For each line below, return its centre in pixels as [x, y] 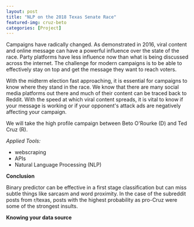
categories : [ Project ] [34, 28]
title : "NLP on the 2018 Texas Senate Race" [61, 17]
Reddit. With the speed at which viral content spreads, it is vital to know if [95, 100]
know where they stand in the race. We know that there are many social [93, 87]
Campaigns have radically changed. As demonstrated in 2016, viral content [97, 45]
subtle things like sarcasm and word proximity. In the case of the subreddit [96, 194]
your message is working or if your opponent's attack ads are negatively [93, 106]
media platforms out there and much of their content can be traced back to [96, 93]
